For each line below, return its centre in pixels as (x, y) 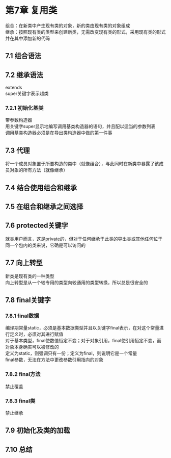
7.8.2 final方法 (23, 374)
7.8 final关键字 (28, 300)
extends (14, 88)
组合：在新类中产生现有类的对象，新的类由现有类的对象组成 (68, 26)
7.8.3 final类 (20, 401)
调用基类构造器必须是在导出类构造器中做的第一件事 (59, 133)
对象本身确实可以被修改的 (32, 347)
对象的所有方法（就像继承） (38, 170)
